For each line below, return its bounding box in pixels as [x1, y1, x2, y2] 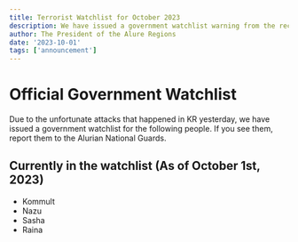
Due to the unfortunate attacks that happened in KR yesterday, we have [9, 114, 271, 125]
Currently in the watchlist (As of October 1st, [9, 158, 261, 173]
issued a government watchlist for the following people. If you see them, [9, 124, 273, 134]
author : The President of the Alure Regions [9, 29, 176, 38]
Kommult [21, 196, 56, 206]
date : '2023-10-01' [9, 37, 82, 47]
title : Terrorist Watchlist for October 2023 [9, 12, 180, 22]
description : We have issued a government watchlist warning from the [9, 21, 276, 30]
